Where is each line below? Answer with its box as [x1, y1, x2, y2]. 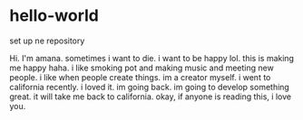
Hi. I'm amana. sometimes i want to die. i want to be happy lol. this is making [9, 52, 295, 63]
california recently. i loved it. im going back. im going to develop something [9, 81, 290, 92]
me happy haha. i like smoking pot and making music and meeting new [9, 62, 274, 73]
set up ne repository [9, 35, 85, 46]
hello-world [9, 5, 100, 26]
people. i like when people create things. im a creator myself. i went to [9, 71, 271, 82]
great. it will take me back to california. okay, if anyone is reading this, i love [9, 91, 292, 102]
